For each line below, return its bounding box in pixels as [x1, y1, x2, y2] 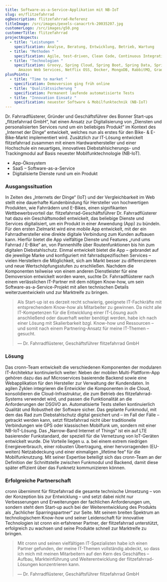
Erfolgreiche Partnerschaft [5, 477, 71, 484]
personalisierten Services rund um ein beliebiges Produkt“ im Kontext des [5, 124, 156, 130]
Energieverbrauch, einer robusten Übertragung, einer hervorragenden [5, 443, 149, 449]
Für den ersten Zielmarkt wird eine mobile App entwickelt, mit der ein [5, 226, 147, 232]
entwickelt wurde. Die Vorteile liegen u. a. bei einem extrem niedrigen [5, 438, 148, 444]
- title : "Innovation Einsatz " [9, 95, 77, 100]
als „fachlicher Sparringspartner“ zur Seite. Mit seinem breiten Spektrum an [5, 509, 160, 515]
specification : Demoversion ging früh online [14, 81, 110, 86]
